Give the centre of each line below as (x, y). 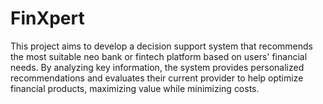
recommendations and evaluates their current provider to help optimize (157, 78)
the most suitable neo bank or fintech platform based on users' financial (159, 56)
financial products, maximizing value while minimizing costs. (135, 88)
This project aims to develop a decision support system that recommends (161, 46)
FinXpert (47, 18)
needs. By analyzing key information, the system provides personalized (157, 67)
